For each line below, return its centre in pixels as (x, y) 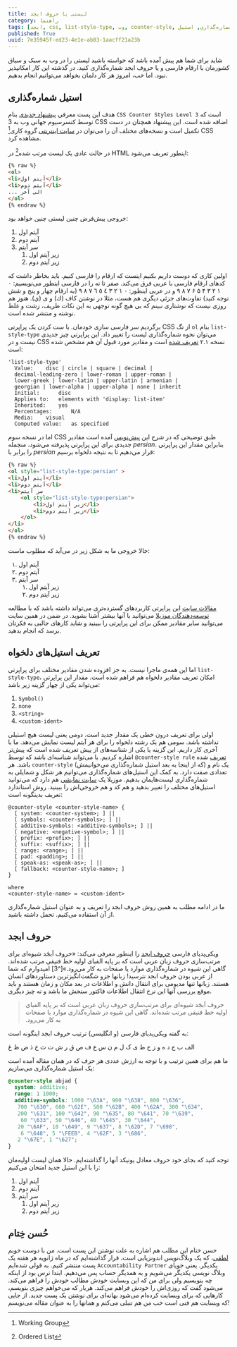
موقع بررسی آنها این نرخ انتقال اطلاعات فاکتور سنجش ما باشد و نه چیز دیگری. (110, 991)
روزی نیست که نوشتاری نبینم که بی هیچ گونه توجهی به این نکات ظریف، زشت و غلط (117, 306)
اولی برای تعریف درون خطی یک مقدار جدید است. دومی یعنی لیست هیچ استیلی (111, 734)
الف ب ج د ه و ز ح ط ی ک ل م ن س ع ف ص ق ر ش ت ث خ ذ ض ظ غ (102, 1047)
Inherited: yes (41, 406)
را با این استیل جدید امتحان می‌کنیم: (54, 1167)
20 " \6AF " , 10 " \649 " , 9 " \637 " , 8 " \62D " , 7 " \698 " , (98, 1127)
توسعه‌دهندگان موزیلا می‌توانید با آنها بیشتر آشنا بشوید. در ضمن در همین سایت (109, 615)
